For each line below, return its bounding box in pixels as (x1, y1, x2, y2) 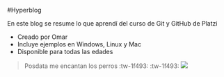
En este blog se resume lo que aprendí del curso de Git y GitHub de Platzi (7, 19, 218, 27)
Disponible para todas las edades (17, 48, 113, 55)
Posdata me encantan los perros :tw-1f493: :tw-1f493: (24, 62, 179, 70)
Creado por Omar (17, 33, 68, 41)
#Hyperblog (7, 6, 42, 14)
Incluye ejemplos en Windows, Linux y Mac (17, 40, 141, 48)
